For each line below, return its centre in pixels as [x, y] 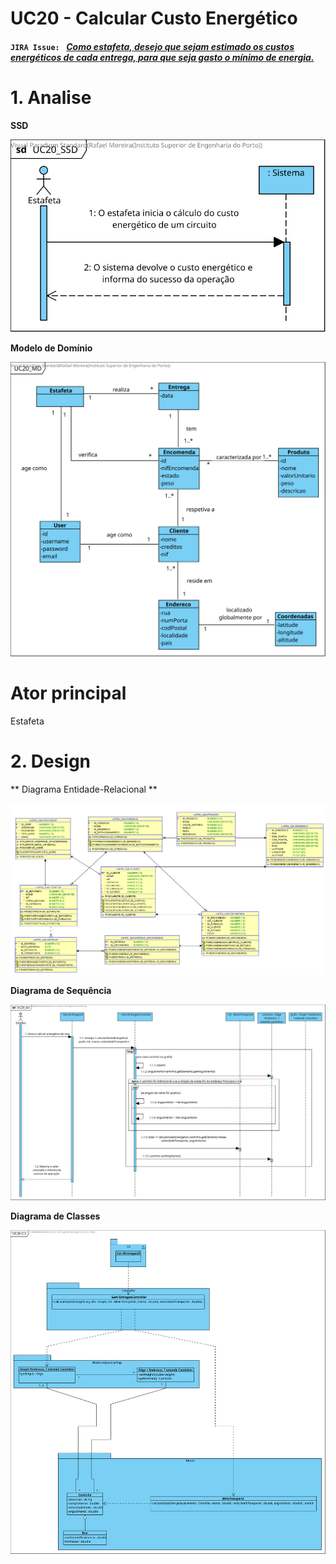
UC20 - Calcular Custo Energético [154, 18]
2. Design [51, 761]
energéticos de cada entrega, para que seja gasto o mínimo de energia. [162, 57]
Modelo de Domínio [51, 348]
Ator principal [68, 693]
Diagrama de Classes [55, 1216]
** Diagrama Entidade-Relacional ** [84, 789]
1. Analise [51, 97]
